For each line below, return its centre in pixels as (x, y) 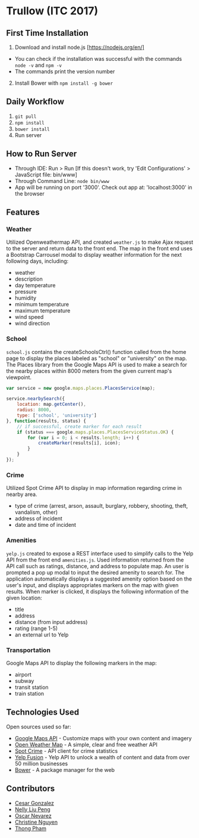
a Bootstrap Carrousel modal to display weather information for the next (94, 255)
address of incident (38, 519)
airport (23, 674)
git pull (26, 117)
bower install (32, 129)
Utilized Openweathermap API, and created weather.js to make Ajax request (100, 242)
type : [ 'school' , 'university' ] (57, 415)
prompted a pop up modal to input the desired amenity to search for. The (95, 572)
